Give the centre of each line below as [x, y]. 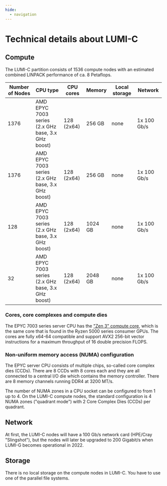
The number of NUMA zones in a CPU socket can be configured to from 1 [80, 391]
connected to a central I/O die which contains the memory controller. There [82, 376]
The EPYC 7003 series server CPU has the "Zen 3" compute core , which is [82, 326]
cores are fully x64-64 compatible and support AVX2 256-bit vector [75, 336]
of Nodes [19, 93]
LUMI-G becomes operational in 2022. [44, 445]
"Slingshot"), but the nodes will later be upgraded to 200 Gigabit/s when [79, 440]
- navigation [23, 14]
